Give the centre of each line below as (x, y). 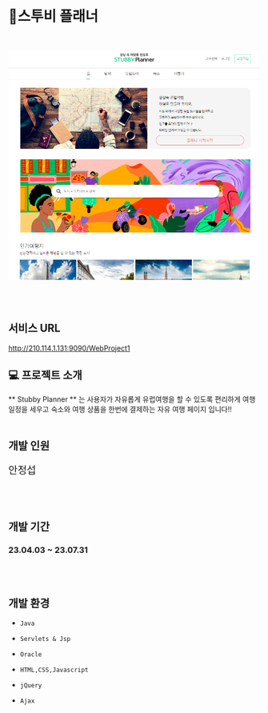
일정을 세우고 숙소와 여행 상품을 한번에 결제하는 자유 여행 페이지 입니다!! (120, 410)
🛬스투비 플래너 (53, 16)
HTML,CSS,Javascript (54, 670)
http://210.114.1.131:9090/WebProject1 (69, 348)
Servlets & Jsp (45, 639)
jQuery (31, 686)
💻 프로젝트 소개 (45, 375)
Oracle (31, 655)
